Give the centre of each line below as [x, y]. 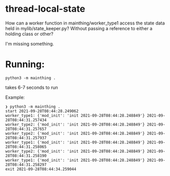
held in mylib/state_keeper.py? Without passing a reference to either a [79, 28]
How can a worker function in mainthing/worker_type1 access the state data [85, 23]
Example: [15, 97]
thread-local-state [45, 9]
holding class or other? [29, 34]
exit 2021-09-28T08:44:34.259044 [41, 169]
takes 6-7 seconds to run [32, 87]
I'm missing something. [30, 43]
